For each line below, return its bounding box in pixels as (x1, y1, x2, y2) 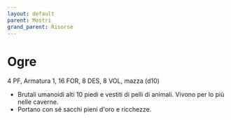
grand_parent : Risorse (7, 23, 73, 30)
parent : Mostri (7, 17, 52, 24)
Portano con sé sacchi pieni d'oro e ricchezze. (17, 105, 152, 114)
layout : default (7, 10, 55, 18)
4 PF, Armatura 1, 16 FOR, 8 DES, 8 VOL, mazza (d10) (7, 76, 160, 85)
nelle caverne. (17, 98, 59, 106)
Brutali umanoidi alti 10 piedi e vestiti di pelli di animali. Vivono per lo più (17, 91, 225, 99)
